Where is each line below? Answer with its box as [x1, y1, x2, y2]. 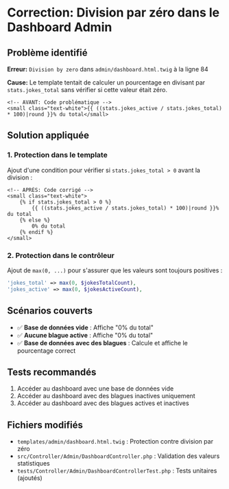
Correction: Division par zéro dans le [7, 5, 220, 21]
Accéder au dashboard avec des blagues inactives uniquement [16, 392, 195, 400]
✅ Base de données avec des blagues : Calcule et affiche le [16, 338, 189, 347]
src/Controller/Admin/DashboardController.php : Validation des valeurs [16, 452, 220, 460]
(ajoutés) [16, 474, 43, 482]
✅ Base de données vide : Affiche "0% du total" [16, 323, 154, 332]
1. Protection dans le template [7, 150, 108, 160]
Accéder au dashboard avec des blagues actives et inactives [16, 399, 190, 407]
